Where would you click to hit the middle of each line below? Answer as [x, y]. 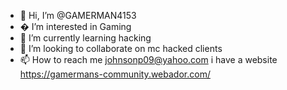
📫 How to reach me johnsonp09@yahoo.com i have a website [148, 59]
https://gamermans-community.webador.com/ [115, 74]
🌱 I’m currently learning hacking [85, 38]
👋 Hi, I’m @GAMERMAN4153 [78, 15]
